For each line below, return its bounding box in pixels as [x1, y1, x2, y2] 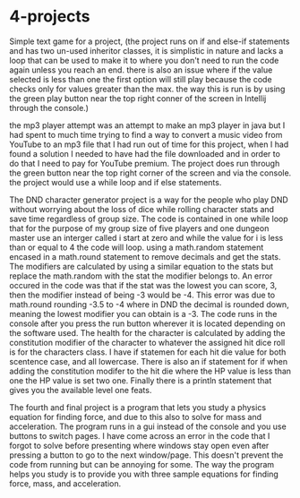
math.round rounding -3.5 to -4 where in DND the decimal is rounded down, [9, 298, 289, 310]
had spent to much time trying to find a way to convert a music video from [9, 129, 283, 140]
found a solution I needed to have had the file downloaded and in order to [9, 148, 280, 159]
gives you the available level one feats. [9, 384, 152, 395]
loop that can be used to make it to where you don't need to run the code [9, 55, 279, 65]
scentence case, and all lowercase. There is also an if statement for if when [9, 356, 288, 366]
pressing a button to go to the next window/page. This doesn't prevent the [9, 450, 284, 460]
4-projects [9, 6, 91, 27]
